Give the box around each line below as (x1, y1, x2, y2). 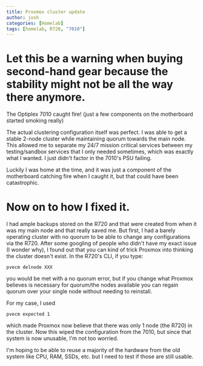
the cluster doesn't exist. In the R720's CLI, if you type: (6, 253, 144, 260)
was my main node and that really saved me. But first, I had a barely (6, 227, 176, 234)
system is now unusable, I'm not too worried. (6, 334, 119, 342)
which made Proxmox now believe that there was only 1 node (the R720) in (6, 322, 193, 329)
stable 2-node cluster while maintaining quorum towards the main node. (6, 135, 186, 142)
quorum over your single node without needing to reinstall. (6, 288, 153, 295)
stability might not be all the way (6, 78, 174, 91)
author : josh (6, 15, 39, 21)
